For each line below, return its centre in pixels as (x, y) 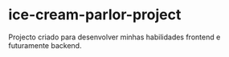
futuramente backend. (45, 45)
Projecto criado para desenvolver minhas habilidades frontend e (115, 37)
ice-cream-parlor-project (95, 15)
